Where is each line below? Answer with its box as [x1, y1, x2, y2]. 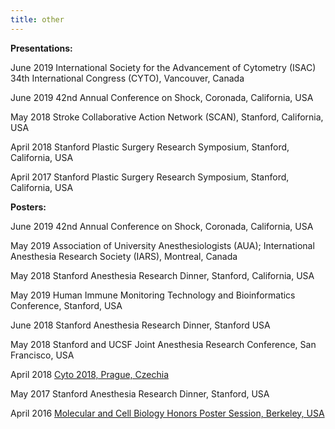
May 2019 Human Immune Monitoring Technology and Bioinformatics [10, 289, 296, 301]
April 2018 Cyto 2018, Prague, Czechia [10, 368, 170, 380]
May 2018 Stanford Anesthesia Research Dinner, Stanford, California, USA [10, 269, 315, 281]
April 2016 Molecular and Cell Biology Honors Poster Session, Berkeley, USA [10, 407, 325, 419]
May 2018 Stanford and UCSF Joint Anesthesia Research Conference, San [10, 338, 317, 350]
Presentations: [10, 42, 73, 54]
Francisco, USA [10, 349, 75, 361]
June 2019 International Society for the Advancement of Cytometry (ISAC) [10, 61, 317, 73]
